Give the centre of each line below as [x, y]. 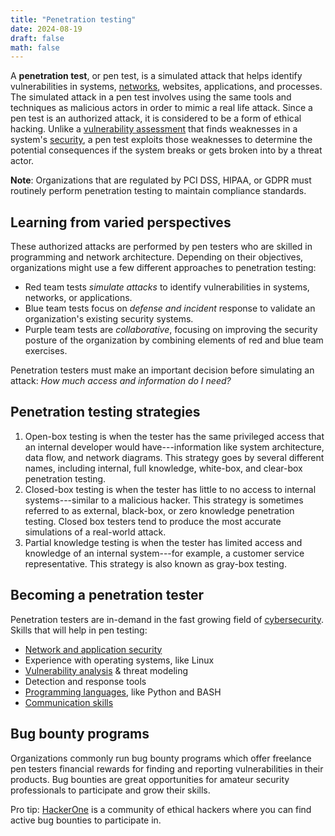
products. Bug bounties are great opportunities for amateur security [150, 779]
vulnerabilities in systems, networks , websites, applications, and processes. [166, 87]
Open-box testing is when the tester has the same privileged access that [174, 436]
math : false [35, 47]
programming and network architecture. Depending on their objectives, [157, 257]
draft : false [37, 38]
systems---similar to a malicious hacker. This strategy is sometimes [164, 500]
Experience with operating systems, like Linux [119, 660]
